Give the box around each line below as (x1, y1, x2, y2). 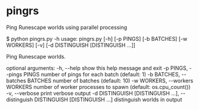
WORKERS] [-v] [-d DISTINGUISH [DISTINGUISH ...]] (6, 41, 136, 49)
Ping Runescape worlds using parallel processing (6, 24, 128, 31)
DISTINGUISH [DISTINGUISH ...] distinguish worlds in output (34, 96, 182, 103)
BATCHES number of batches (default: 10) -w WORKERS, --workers (27, 77, 194, 84)
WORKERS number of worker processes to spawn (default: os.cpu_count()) (6, 83, 191, 90)
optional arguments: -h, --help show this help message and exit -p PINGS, (6, 64, 188, 72)
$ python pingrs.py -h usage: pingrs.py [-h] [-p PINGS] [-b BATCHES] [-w (6, 35, 188, 42)
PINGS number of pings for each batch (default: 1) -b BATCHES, (23, 70, 181, 78)
